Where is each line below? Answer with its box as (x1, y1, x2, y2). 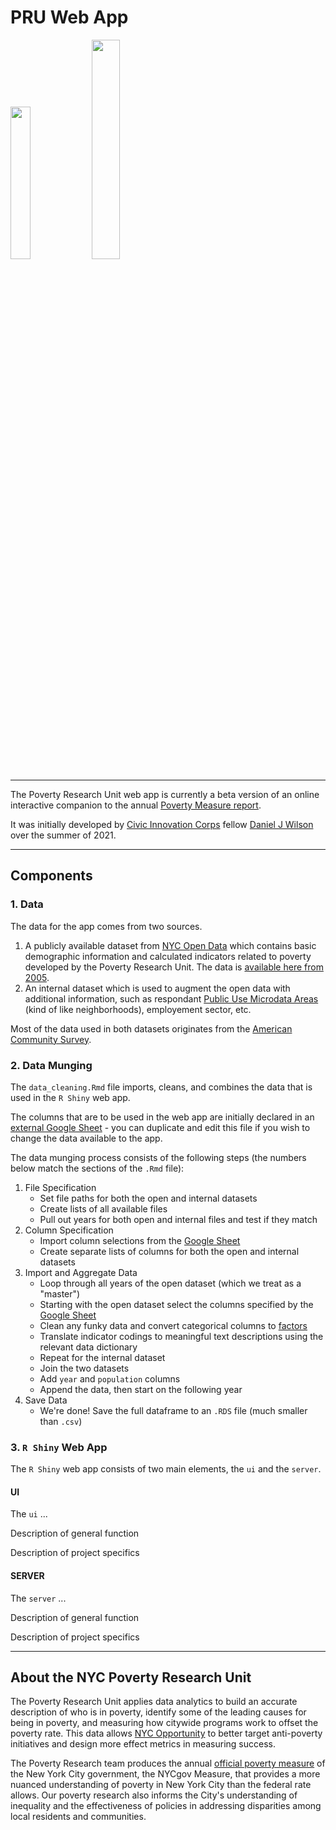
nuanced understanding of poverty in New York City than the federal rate (10, 1779, 312, 1791)
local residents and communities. (10, 1811, 147, 1823)
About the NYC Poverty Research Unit (10, 1669, 252, 1686)
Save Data (24, 1394, 68, 1406)
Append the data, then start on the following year (39, 1383, 243, 1395)
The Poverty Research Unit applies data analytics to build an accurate (10, 1696, 298, 1708)
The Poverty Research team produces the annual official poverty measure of (10, 1757, 326, 1770)
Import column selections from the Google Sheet (39, 1234, 241, 1246)
